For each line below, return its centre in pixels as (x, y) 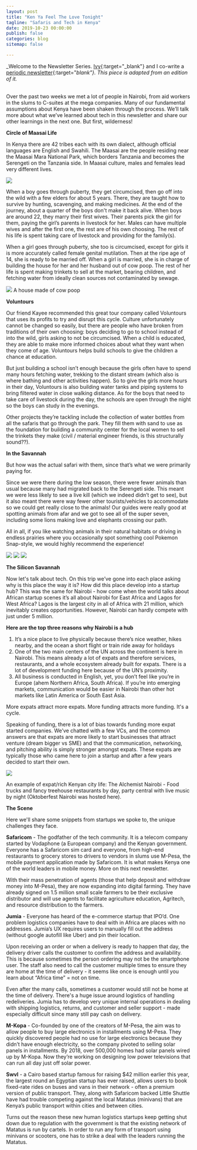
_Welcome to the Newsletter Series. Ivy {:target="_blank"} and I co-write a (95, 66)
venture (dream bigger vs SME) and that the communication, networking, (94, 743)
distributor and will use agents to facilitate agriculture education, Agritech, (96, 898)
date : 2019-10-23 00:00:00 (39, 28)
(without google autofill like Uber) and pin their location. (73, 935)
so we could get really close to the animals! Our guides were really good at (96, 507)
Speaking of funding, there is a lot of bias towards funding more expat (91, 724)
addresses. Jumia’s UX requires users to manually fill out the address (89, 929)
